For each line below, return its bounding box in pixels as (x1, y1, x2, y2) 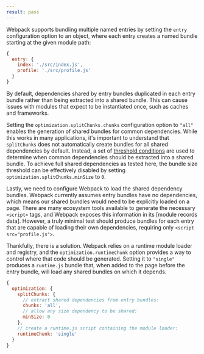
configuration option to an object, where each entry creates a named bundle (6, 32, 198, 40)
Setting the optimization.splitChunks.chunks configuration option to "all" (6, 121, 194, 128)
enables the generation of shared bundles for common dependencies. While (6, 128, 198, 135)
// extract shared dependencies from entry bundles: (22, 297, 160, 303)
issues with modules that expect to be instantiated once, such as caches (6, 103, 189, 110)
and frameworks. (6, 109, 49, 117)
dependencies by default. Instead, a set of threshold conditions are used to (6, 147, 195, 154)
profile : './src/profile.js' (17, 68, 91, 74)
